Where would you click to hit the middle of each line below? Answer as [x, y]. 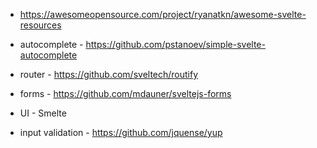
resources [40, 25]
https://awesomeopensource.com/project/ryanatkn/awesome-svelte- [163, 14]
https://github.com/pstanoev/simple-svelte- [175, 44]
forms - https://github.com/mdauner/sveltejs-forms [125, 93]
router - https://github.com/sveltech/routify [109, 74]
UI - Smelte [43, 113]
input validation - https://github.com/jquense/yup [121, 132]
